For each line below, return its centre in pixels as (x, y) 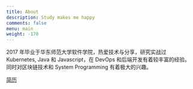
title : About (22, 12)
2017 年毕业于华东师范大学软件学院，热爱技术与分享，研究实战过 (86, 52)
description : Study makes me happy (51, 17)
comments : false (26, 23)
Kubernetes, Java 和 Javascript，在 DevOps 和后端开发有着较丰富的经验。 (98, 60)
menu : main (20, 29)
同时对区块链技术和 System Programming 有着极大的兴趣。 (79, 67)
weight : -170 (22, 34)
